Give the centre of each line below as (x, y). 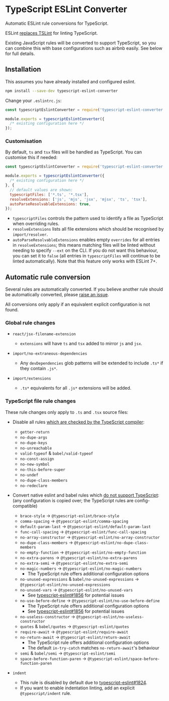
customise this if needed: (31, 157)
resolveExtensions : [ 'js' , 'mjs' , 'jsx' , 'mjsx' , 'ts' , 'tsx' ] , (78, 199)
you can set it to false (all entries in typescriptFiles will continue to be (86, 256)
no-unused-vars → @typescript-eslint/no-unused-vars (76, 589)
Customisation (23, 141)
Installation (23, 69)
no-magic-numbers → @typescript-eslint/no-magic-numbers (81, 568)
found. (12, 310)
